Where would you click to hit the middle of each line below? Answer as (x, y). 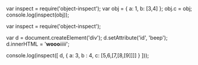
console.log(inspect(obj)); (38, 15)
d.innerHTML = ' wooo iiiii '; (38, 44)
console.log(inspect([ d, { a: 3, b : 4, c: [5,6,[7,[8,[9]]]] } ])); (78, 55)
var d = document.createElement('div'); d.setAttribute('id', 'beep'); (87, 38)
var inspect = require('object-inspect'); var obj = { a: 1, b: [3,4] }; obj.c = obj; (99, 9)
